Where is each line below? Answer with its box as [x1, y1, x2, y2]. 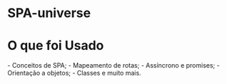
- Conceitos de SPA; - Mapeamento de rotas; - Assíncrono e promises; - [7, 61, 220, 70]
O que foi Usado [7, 38, 104, 54]
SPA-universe [7, 5, 91, 21]
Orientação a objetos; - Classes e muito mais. [7, 69, 141, 78]
